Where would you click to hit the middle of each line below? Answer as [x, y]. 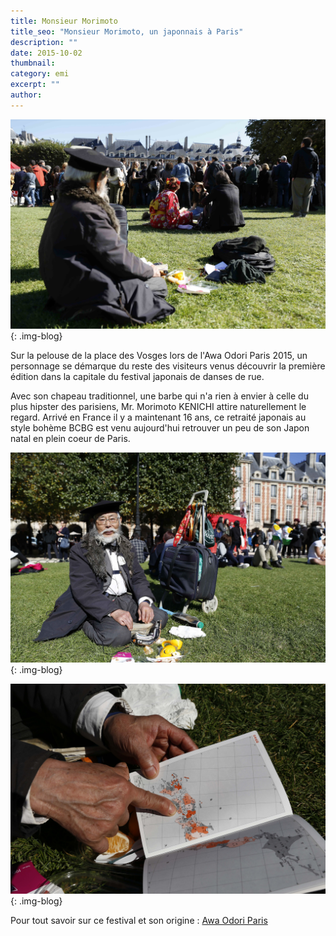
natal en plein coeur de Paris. [70, 439]
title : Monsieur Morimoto [64, 21]
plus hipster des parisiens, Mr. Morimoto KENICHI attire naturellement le [158, 407]
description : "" [44, 42]
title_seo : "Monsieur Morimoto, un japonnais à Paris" [127, 31]
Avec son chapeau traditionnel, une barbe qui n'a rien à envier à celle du [159, 396]
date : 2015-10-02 [46, 53]
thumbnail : [33, 63]
